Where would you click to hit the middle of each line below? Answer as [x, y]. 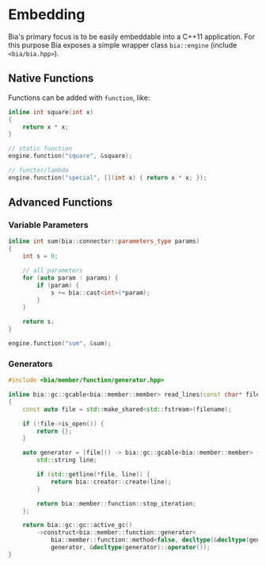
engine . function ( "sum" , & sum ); [60, 344]
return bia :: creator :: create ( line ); [111, 482]
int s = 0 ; [40, 256]
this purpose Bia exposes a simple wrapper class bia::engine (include [123, 44]
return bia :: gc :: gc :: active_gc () [78, 526]
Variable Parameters [48, 225]
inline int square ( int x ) [51, 112]
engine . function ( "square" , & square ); [70, 156]
